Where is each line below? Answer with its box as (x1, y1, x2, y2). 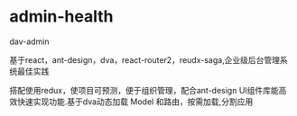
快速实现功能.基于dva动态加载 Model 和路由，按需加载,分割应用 (16, 96, 254, 107)
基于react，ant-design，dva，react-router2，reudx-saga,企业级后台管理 (9, 54, 280, 65)
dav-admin (9, 36, 50, 47)
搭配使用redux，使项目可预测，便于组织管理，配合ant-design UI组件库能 (9, 85, 280, 95)
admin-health (9, 6, 114, 27)
